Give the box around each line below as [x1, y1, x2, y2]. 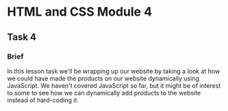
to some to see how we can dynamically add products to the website [7, 89, 201, 97]
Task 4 [7, 31, 36, 43]
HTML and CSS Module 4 [7, 4, 153, 20]
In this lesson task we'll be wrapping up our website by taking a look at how [7, 67, 220, 75]
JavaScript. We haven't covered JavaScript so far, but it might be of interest [7, 81, 221, 89]
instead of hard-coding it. [7, 96, 79, 104]
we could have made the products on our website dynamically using [7, 74, 200, 82]
